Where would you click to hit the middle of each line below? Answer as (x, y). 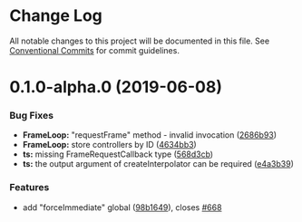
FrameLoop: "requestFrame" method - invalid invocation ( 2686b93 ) (150, 135)
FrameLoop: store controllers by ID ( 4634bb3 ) (109, 145)
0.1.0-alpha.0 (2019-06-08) (116, 87)
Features (29, 188)
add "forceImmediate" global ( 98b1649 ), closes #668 (122, 207)
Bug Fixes (32, 116)
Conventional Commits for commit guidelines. (94, 50)
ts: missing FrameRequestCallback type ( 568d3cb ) (118, 154)
